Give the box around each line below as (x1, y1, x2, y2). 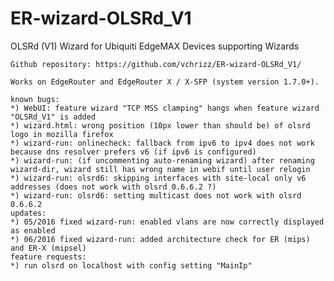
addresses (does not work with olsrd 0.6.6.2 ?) (10, 182, 217, 192)
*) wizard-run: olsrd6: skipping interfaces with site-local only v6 (10, 173, 307, 183)
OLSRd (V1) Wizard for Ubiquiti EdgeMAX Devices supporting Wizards (10, 40, 300, 52)
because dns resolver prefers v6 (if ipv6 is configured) (10, 147, 257, 157)
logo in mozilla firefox (10, 129, 114, 139)
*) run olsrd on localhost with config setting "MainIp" (10, 260, 253, 271)
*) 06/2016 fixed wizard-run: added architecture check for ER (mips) (10, 234, 311, 244)
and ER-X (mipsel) (10, 243, 87, 253)
